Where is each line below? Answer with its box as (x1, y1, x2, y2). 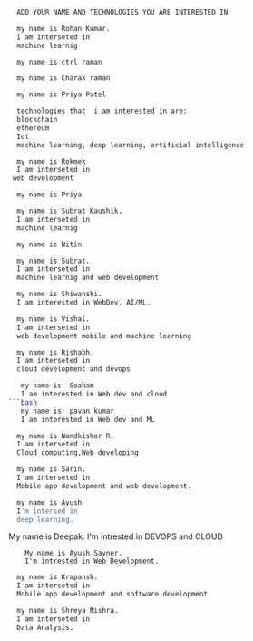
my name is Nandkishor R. (16, 431, 115, 440)
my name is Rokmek (16, 156, 87, 166)
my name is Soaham (20, 381, 94, 390)
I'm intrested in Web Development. (24, 556, 160, 566)
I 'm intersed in (16, 506, 78, 516)
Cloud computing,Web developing (16, 448, 140, 457)
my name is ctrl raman (16, 57, 102, 66)
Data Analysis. (16, 623, 74, 632)
